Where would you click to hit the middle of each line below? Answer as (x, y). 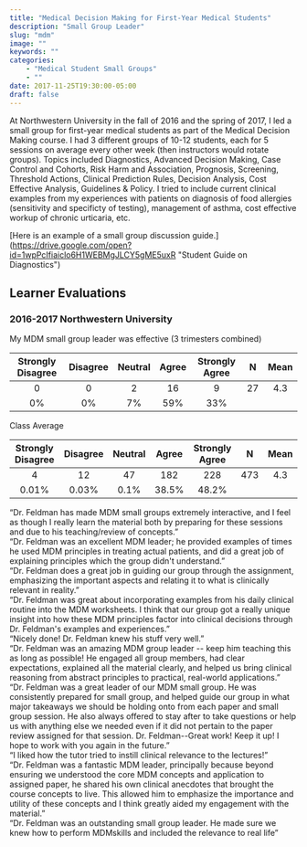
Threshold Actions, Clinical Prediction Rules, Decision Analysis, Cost (138, 178)
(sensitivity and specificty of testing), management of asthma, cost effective (153, 207)
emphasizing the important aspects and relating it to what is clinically (139, 580)
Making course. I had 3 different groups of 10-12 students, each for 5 (139, 140)
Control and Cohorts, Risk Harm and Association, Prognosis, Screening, (144, 169)
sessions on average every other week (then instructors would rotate (139, 149)
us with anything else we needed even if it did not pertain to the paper (142, 726)
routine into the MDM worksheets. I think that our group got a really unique (150, 609)
